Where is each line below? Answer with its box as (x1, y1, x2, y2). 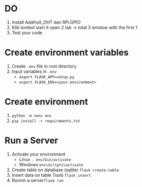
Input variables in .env (11, 68, 57, 74)
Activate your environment (11, 151, 66, 157)
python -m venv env (11, 113, 52, 118)
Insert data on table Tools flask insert (11, 172, 91, 178)
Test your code (11, 30, 43, 35)
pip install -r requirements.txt (11, 119, 81, 124)
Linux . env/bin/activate (19, 156, 71, 162)
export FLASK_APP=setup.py (19, 74, 75, 79)
